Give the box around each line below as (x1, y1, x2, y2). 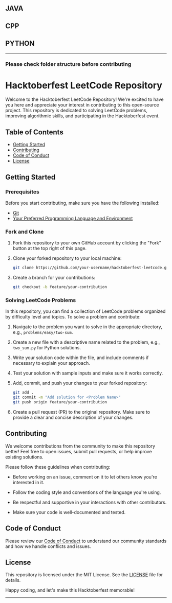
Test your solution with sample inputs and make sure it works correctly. (12, 370, 163, 376)
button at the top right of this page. (12, 245, 87, 252)
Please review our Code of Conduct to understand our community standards (5, 538, 167, 544)
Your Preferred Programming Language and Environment (12, 215, 133, 221)
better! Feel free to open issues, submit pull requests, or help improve (5, 448, 152, 454)
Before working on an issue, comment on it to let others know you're (12, 473, 158, 480)
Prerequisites (5, 188, 39, 195)
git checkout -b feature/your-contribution (12, 285, 107, 290)
